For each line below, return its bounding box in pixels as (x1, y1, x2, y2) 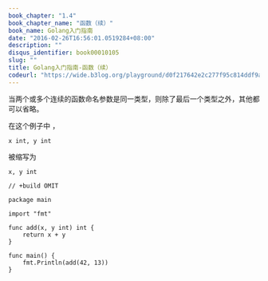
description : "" (8, 42, 62, 49)
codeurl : (8, 71, 37, 79)
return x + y (22, 231, 66, 239)
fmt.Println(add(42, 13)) (22, 259, 109, 267)
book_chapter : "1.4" (8, 11, 77, 20)
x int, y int (8, 137, 52, 144)
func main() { (8, 251, 56, 259)
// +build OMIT (8, 181, 59, 190)
